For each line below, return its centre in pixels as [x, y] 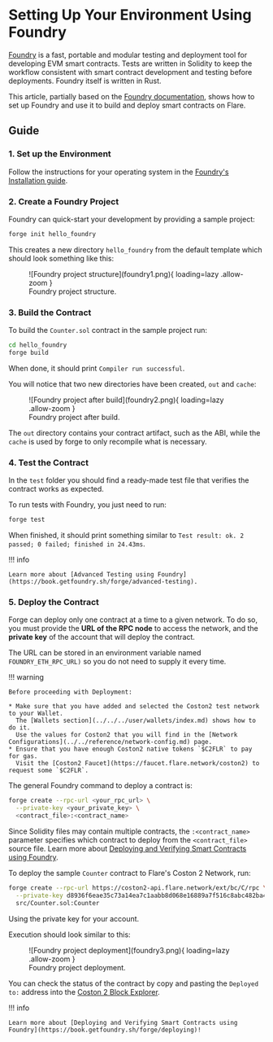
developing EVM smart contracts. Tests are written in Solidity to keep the [130, 63]
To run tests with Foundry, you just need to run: [87, 505]
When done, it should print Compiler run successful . [97, 368]
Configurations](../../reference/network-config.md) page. [110, 742]
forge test [27, 520]
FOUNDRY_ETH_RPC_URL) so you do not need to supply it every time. [117, 662]
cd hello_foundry [38, 345]
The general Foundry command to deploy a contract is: [101, 786]
